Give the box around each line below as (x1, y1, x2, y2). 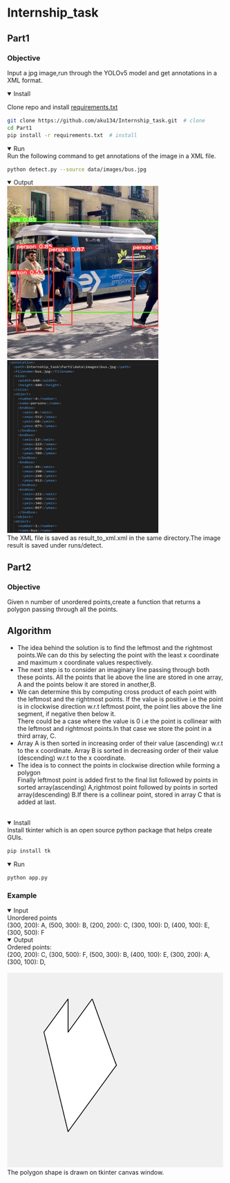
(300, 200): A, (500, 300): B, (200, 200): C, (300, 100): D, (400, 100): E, (7, 921, 210, 929)
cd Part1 (7, 124, 32, 131)
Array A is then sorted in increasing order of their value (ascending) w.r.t (17, 738, 223, 747)
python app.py (7, 874, 48, 881)
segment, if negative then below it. (17, 709, 116, 718)
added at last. (17, 797, 57, 806)
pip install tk (7, 847, 51, 855)
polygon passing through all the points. (7, 605, 119, 613)
